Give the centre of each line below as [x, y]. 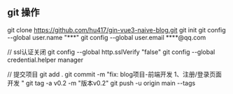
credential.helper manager [45, 60]
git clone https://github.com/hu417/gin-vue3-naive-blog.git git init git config [116, 29]
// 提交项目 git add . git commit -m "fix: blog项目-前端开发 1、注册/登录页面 [115, 74]
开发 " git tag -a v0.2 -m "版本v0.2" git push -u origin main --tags [101, 83]
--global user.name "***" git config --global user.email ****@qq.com [107, 37]
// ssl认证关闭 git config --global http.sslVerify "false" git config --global [111, 52]
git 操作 [23, 13]
